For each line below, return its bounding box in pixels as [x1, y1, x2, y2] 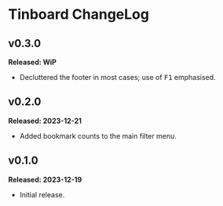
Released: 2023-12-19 [8, 175, 82, 184]
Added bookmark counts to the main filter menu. [19, 131, 177, 140]
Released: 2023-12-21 [8, 116, 82, 125]
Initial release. [19, 190, 65, 199]
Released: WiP [8, 57, 57, 67]
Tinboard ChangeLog [8, 5, 149, 23]
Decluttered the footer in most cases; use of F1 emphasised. [19, 73, 216, 81]
